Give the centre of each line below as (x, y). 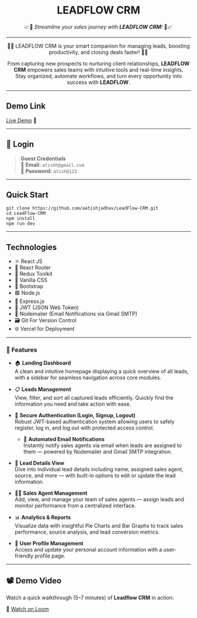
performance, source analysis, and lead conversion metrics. (87, 532)
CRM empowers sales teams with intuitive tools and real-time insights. (98, 70)
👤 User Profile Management (49, 543)
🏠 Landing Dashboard (43, 363)
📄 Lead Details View (39, 463)
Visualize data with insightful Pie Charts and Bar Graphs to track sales (99, 526)
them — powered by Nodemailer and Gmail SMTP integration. (98, 452)
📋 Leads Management (43, 389)
